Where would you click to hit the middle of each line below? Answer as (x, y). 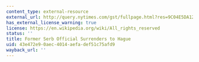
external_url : (24, 17)
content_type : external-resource (47, 12)
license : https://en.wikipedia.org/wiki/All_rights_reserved (83, 28)
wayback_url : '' (26, 50)
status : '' (20, 34)
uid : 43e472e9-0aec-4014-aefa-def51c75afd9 (61, 45)
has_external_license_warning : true (51, 22)
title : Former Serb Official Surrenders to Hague (69, 39)
